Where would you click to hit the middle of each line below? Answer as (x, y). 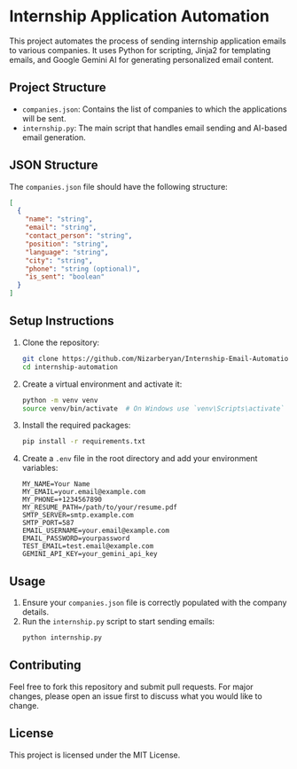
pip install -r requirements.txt (84, 442)
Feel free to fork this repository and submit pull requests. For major (132, 687)
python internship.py (62, 638)
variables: (40, 468)
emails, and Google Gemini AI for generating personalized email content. (142, 59)
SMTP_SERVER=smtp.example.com (78, 515)
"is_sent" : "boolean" (65, 277)
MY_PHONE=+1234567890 (62, 500)
